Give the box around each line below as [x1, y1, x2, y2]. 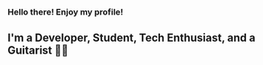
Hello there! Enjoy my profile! [7, 6, 124, 18]
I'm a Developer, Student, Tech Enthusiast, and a [7, 31, 256, 45]
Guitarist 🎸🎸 [7, 43, 69, 58]
